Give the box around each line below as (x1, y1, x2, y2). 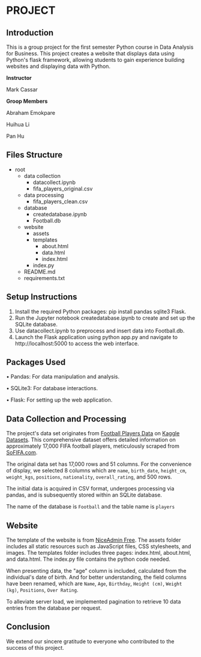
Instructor (6, 75, 32, 81)
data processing (23, 191, 64, 198)
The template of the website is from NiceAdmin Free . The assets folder (6, 536, 181, 544)
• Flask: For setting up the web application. (6, 396, 113, 403)
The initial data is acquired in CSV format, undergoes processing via (6, 485, 175, 492)
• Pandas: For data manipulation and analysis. (6, 373, 120, 380)
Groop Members (6, 97, 48, 105)
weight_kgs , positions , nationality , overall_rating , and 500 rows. (6, 473, 172, 481)
